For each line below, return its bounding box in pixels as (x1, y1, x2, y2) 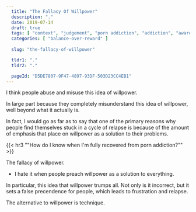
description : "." (11, 14, 54, 20)
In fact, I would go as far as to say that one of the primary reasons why (6, 118, 176, 125)
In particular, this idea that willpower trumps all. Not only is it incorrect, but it (6, 182, 190, 189)
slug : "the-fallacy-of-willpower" (11, 47, 95, 53)
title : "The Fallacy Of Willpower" (11, 8, 98, 15)
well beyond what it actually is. (6, 106, 80, 114)
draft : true (11, 25, 41, 31)
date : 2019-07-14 (11, 19, 54, 25)
